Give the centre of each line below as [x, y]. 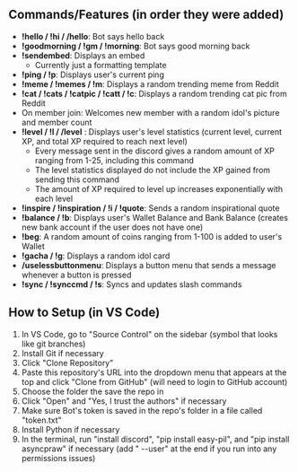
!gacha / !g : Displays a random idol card [96, 256]
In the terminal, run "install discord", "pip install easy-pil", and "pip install [155, 439]
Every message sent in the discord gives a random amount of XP [155, 151]
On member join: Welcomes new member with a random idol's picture [150, 112]
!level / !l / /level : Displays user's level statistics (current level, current [152, 131]
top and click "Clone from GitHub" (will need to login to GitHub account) [154, 381]
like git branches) [53, 344]
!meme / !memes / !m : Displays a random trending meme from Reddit [150, 83]
